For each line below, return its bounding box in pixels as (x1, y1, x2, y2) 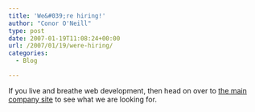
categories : (8, 49, 48, 57)
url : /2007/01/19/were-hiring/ (8, 42, 113, 50)
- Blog (15, 57, 38, 65)
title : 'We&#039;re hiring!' (8, 11, 106, 20)
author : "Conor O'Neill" (8, 19, 92, 27)
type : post (8, 27, 45, 35)
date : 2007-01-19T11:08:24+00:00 (8, 34, 121, 43)
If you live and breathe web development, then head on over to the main (8, 85, 248, 95)
